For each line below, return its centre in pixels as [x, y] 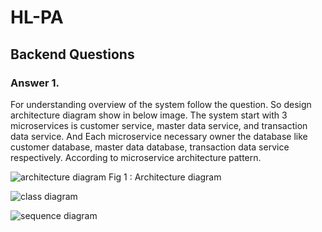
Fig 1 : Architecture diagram [165, 177]
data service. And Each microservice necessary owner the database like [159, 136]
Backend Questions [72, 54]
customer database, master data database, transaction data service [150, 147]
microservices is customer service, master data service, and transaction [159, 125]
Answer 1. [35, 83]
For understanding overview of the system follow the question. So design [161, 104]
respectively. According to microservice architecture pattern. [136, 157]
